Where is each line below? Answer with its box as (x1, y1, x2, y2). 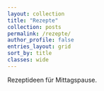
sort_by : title (7, 50, 52, 57)
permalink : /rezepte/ (7, 30, 71, 37)
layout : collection (7, 10, 65, 18)
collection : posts (7, 23, 62, 30)
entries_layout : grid (7, 43, 71, 50)
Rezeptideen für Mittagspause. (7, 75, 98, 84)
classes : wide (7, 56, 50, 63)
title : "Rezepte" (7, 17, 59, 24)
